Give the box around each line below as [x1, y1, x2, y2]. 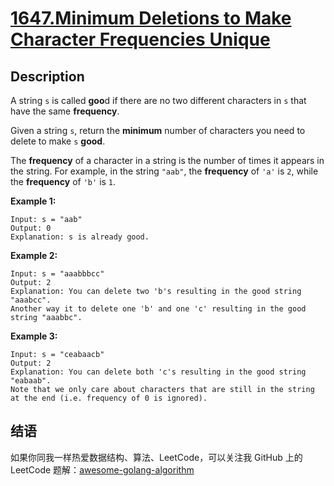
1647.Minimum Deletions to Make [10, 7, 292, 30]
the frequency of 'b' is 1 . [10, 176, 117, 187]
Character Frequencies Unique [10, 28, 271, 51]
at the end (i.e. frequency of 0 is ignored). [10, 393, 208, 403]
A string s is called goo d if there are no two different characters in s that [10, 95, 307, 106]
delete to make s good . [10, 135, 106, 147]
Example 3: [10, 330, 58, 342]
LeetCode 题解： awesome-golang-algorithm [10, 463, 195, 476]
